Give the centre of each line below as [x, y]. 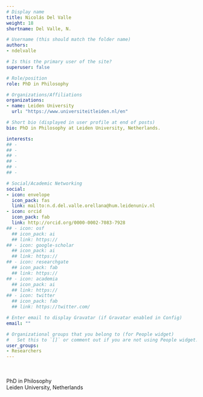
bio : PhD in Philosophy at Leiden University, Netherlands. [84, 128]
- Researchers [24, 351]
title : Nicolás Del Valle [39, 17]
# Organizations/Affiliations [44, 95]
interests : [20, 139]
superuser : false [28, 67]
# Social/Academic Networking [44, 183]
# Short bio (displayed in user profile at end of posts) [81, 122]
